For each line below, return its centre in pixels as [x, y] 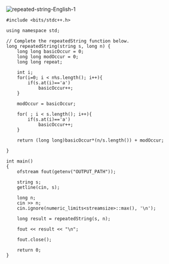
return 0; [29, 250]
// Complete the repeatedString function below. [68, 41]
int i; [25, 72]
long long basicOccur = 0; [50, 51]
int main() [20, 161]
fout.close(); [34, 240]
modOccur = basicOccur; [47, 104]
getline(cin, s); [39, 188]
